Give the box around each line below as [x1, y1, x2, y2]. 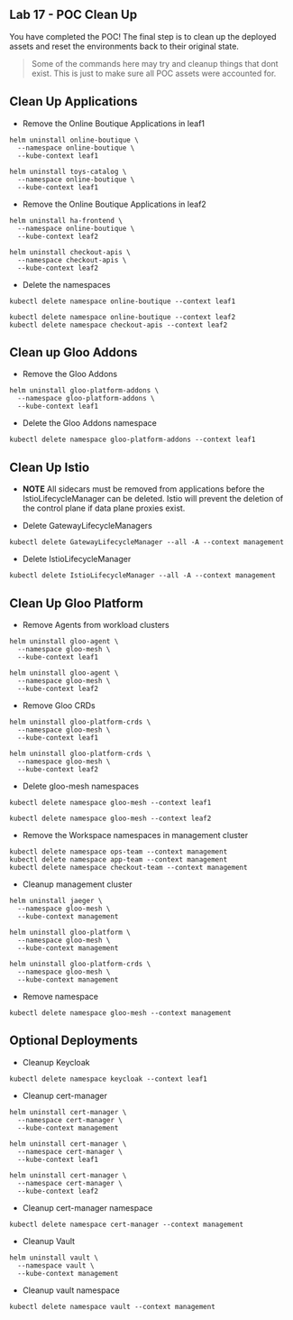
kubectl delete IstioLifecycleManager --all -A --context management [9, 571, 277, 580]
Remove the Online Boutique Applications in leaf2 [22, 198, 207, 209]
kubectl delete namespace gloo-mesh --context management [9, 1009, 232, 1018]
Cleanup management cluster [22, 879, 133, 890]
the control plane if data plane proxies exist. [22, 503, 186, 513]
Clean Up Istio [9, 459, 90, 475]
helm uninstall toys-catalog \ [9, 167, 127, 176]
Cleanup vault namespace [22, 1285, 120, 1296]
